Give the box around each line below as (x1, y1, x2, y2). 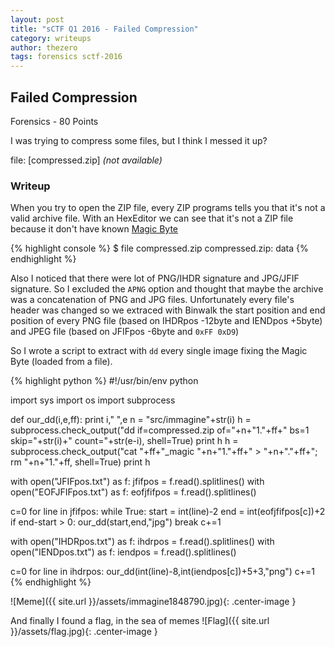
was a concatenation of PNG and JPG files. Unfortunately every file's (10, 294, 295, 306)
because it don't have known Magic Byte (10, 223, 179, 235)
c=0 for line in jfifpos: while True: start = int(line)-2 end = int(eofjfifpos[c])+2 (10, 506, 326, 518)
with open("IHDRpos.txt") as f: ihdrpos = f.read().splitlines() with (10, 536, 275, 548)
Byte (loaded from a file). (10, 356, 113, 368)
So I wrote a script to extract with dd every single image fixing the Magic (10, 345, 308, 357)
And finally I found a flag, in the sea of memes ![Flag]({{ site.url (10, 615, 270, 627)
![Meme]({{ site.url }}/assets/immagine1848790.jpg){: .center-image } (10, 596, 297, 608)
